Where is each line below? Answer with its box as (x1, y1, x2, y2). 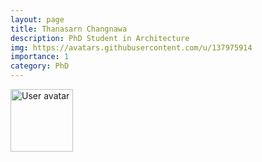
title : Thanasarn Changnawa (10, 24, 128, 34)
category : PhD (10, 61, 70, 71)
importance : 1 (10, 52, 70, 62)
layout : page (10, 14, 65, 25)
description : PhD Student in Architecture (10, 33, 190, 43)
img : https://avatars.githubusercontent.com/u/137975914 (10, 42, 253, 53)
